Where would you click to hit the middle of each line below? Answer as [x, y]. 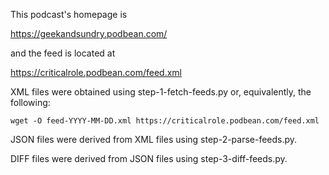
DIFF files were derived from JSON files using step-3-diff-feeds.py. [149, 158]
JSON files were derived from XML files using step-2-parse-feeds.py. [154, 139]
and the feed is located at [63, 53]
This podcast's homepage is [69, 14]
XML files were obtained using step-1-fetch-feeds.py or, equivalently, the [161, 92]
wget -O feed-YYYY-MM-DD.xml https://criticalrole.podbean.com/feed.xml [165, 121]
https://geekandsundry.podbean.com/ [89, 33]
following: [30, 102]
